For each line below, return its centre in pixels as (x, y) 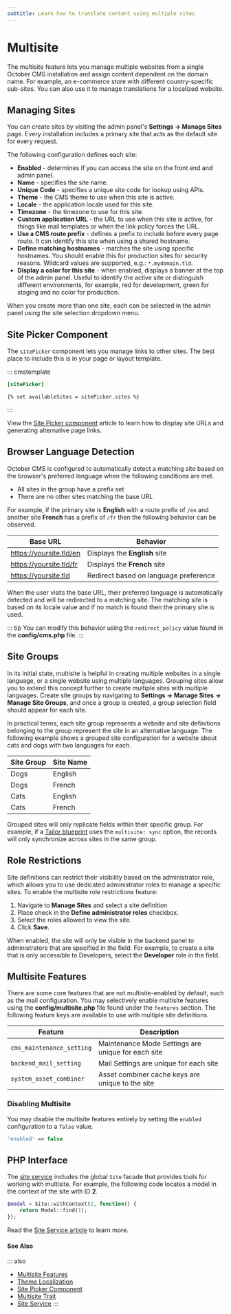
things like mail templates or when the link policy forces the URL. (109, 226)
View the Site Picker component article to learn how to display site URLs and (115, 423)
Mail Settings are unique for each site (158, 1063)
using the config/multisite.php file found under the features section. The (112, 1008)
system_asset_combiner (47, 1079)
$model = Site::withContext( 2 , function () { (72, 1204)
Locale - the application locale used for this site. (86, 204)
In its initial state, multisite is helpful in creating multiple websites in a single (114, 673)
